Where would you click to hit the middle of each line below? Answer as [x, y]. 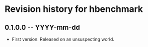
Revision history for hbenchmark [74, 9]
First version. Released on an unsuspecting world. [63, 39]
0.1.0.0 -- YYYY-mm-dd [42, 27]
